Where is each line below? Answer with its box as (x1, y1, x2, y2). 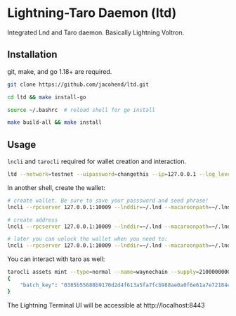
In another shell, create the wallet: (7, 183, 105, 191)
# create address (7, 216, 58, 223)
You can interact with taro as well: (7, 255, 105, 263)
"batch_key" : (20, 282, 58, 289)
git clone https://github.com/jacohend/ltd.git (7, 81, 150, 88)
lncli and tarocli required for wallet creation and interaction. (7, 157, 187, 166)
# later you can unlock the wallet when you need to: (7, 236, 169, 243)
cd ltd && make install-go (7, 94, 86, 101)
